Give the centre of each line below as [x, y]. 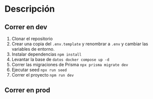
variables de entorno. [33, 49]
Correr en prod [28, 90]
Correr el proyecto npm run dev [43, 75]
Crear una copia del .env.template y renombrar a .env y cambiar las [80, 44]
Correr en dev [26, 27]
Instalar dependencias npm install [47, 54]
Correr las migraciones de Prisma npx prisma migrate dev [70, 65]
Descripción [30, 9]
